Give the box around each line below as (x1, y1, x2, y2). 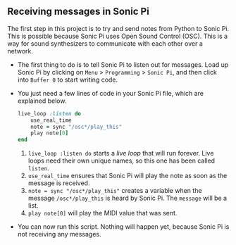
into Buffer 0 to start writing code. (17, 75, 118, 84)
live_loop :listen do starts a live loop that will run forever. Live (27, 149, 214, 158)
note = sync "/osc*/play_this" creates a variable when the (27, 187, 202, 195)
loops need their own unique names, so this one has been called (27, 156, 216, 165)
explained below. (17, 96, 67, 105)
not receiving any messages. (17, 230, 101, 239)
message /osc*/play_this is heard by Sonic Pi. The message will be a (27, 194, 228, 203)
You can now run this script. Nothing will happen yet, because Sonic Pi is (17, 222, 230, 231)
